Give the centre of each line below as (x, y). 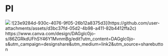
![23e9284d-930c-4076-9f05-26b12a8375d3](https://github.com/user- (86, 23)
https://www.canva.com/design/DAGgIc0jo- (51, 33)
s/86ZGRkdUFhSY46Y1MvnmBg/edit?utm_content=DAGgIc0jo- (70, 39)
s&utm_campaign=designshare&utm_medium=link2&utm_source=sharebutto (84, 44)
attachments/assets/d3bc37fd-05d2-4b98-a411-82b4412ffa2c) (71, 28)
